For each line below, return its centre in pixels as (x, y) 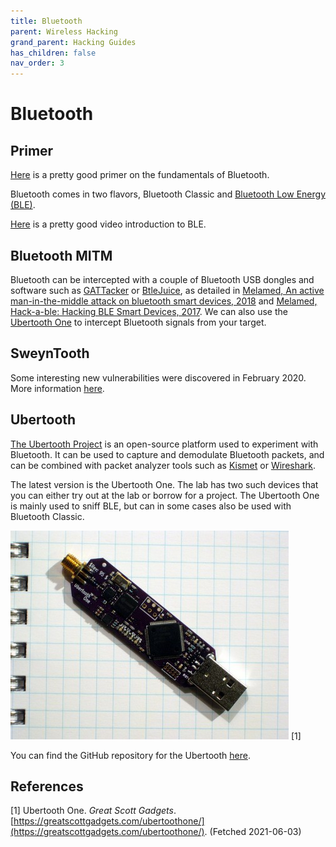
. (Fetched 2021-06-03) (253, 832)
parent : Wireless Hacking (64, 31)
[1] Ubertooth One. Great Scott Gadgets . (93, 811)
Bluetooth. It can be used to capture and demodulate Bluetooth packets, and (167, 454)
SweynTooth (50, 353)
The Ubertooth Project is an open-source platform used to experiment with (164, 444)
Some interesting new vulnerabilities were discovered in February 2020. (158, 377)
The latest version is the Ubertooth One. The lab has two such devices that (164, 484)
